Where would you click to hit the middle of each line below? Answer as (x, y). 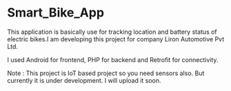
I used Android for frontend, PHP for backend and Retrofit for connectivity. (113, 59)
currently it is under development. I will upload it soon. (84, 80)
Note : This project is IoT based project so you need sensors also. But (106, 73)
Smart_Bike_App (56, 13)
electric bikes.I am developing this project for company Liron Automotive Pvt (116, 39)
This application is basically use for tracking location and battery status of (112, 32)
